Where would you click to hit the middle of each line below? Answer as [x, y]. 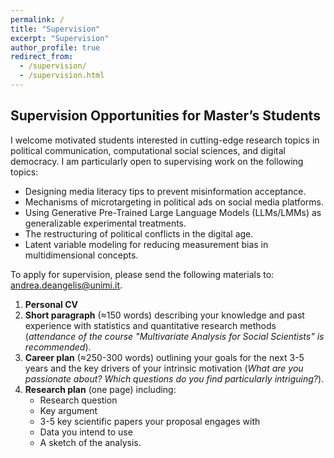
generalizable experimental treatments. [105, 223]
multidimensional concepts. [81, 255]
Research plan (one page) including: [100, 389]
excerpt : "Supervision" [60, 38]
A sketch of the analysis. [90, 442]
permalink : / [37, 19]
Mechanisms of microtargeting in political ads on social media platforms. [174, 202]
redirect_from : [42, 57]
